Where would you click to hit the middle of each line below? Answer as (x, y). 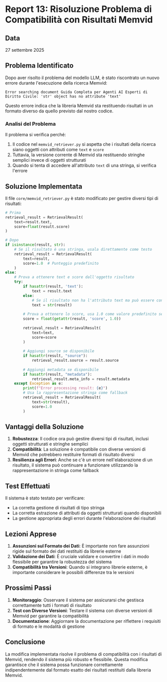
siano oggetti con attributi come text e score (58, 150)
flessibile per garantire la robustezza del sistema (62, 562)
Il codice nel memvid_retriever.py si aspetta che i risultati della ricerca (84, 144)
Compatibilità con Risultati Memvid (79, 20)
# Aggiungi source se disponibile (59, 351)
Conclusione (25, 642)
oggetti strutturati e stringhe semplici (50, 444)
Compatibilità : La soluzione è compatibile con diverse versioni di (79, 449)
